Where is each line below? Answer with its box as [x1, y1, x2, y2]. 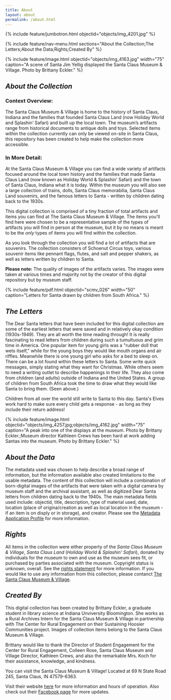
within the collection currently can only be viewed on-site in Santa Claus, [5, 131, 159, 137]
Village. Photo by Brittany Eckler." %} [5, 67, 83, 73]
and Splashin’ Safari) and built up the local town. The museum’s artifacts [5, 120, 157, 126]
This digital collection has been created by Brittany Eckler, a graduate [5, 604, 152, 611]
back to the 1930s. [5, 198, 44, 204]
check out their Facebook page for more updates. [5, 688, 110, 695]
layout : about [5, 12, 36, 17]
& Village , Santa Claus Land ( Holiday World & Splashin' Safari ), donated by [5, 549, 164, 555]
